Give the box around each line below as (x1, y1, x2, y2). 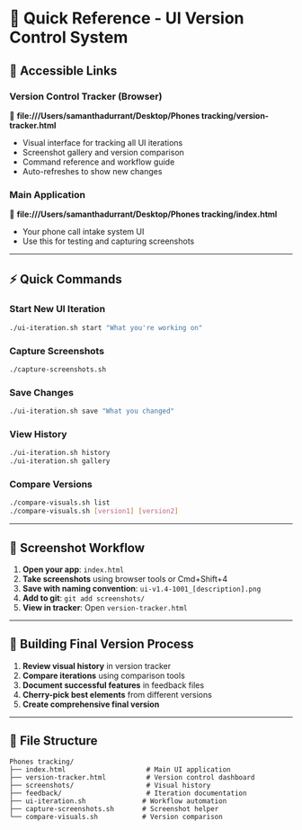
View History (9, 428, 67, 440)
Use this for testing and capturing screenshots (22, 236, 195, 246)
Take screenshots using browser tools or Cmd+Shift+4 (22, 573, 228, 584)
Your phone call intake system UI (22, 227, 145, 237)
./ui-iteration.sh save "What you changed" (9, 406, 175, 416)
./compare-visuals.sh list (9, 498, 111, 507)
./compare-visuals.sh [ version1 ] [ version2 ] (9, 507, 179, 516)
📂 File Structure (9, 733, 98, 749)
